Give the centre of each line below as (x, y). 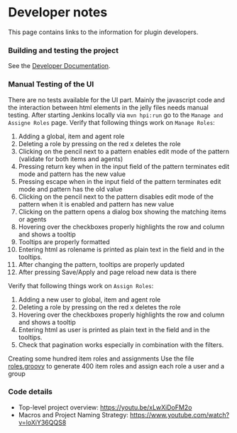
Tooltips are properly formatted (64, 241)
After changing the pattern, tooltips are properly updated (101, 264)
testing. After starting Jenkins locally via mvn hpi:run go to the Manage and (116, 115)
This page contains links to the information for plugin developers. (103, 32)
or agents (32, 219)
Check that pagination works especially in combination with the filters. (121, 344)
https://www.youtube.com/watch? (180, 415)
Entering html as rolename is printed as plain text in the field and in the (121, 249)
